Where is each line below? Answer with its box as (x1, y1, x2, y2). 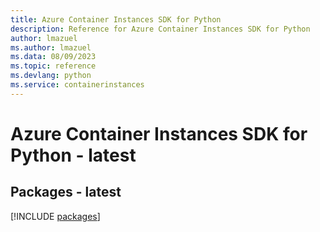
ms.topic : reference (10, 61, 97, 71)
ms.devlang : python (10, 71, 92, 81)
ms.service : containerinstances (10, 80, 145, 90)
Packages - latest (10, 184, 122, 201)
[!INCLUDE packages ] (10, 210, 101, 222)
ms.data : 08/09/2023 (10, 52, 97, 62)
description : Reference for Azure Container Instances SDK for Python (10, 24, 311, 34)
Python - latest (10, 144, 137, 166)
